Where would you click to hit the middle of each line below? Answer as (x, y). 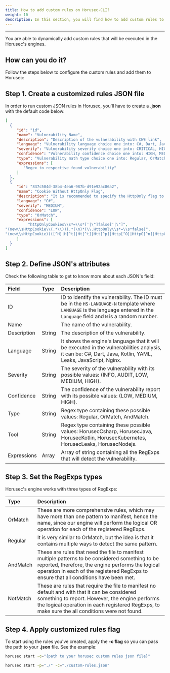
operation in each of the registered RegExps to (93, 571)
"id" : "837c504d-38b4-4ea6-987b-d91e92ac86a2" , (68, 187)
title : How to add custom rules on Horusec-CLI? (57, 10)
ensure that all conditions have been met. (86, 577)
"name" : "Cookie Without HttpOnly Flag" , (61, 192)
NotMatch (19, 599)
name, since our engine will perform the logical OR (97, 523)
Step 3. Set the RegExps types (54, 477)
